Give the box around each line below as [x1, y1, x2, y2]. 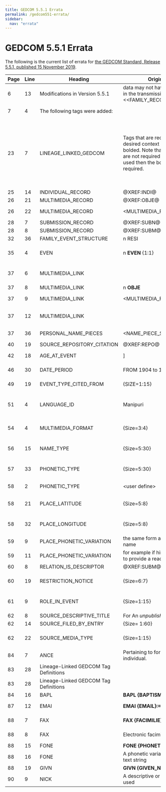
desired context [123, 141, 160, 148]
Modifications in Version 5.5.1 [39, 90, 110, 97]
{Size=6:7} [123, 578, 148, 584]
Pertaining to [123, 649, 153, 656]
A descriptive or [123, 773, 160, 780]
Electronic [123, 731, 147, 738]
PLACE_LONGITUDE [39, 521, 87, 528]
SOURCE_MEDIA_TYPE [39, 634, 93, 641]
